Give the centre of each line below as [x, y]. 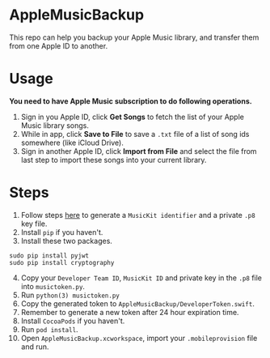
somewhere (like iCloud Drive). [72, 143]
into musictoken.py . [53, 286]
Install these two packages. [66, 241]
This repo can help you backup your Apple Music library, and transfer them [134, 37]
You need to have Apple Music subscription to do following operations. [131, 101]
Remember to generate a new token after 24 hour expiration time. [130, 312]
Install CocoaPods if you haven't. [73, 321]
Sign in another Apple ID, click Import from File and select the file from [139, 151]
